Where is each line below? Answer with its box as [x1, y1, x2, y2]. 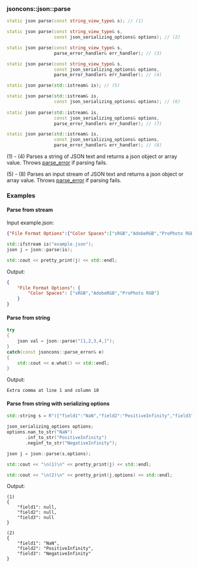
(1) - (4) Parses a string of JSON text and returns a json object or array [6, 153, 177, 160]
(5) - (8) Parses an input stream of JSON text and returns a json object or [6, 170, 184, 178]
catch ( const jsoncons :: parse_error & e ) [6, 349, 105, 355]
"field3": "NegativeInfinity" [17, 550, 92, 557]
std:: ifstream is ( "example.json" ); [6, 241, 94, 248]
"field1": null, [17, 505, 58, 510]
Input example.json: [6, 219, 55, 226]
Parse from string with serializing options [6, 400, 110, 407]
